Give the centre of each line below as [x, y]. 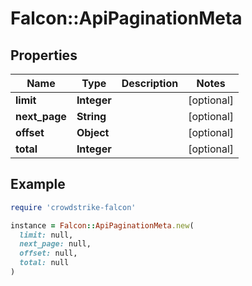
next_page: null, [55, 244]
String [91, 116]
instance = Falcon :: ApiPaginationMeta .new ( [102, 225]
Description [150, 83]
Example [38, 184]
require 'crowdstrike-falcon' [73, 207]
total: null [44, 263]
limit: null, [46, 235]
